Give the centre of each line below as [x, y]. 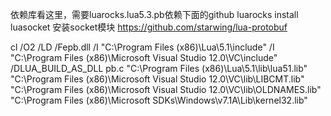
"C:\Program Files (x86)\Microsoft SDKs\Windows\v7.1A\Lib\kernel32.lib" [159, 100]
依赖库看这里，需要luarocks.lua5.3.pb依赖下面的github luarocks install [154, 14]
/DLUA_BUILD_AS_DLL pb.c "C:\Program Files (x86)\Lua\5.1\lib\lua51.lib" [159, 68]
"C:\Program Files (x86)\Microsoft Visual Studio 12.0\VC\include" [144, 57]
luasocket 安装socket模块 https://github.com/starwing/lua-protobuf [149, 27]
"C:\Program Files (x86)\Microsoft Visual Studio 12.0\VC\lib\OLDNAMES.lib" [166, 89]
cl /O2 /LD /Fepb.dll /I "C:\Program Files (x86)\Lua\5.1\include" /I [142, 47]
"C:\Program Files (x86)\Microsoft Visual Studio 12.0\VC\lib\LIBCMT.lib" [157, 79]
